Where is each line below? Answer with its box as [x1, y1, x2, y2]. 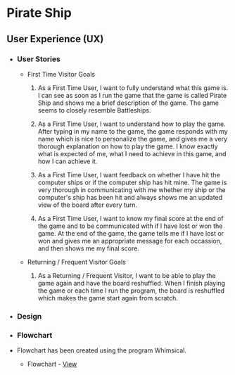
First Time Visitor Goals [27, 70, 96, 78]
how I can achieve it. [37, 157, 98, 165]
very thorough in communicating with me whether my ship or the [37, 185, 226, 194]
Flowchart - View [27, 360, 77, 369]
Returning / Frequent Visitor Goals [27, 258, 126, 266]
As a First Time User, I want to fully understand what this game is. [37, 83, 229, 92]
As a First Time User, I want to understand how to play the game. [37, 120, 226, 128]
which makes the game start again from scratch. [37, 293, 179, 302]
